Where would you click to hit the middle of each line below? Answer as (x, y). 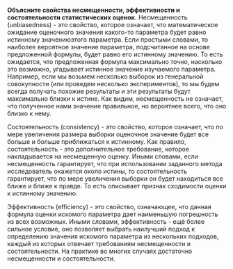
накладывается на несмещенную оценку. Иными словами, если (103, 156)
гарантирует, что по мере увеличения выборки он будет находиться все (115, 179)
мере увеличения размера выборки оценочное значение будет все (108, 134)
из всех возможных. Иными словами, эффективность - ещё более (106, 221)
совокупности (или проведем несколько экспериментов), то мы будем (113, 84)
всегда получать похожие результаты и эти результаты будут (99, 91)
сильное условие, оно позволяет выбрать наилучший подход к (101, 229)
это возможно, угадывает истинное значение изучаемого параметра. (112, 69)
